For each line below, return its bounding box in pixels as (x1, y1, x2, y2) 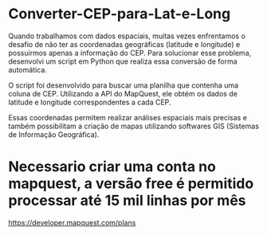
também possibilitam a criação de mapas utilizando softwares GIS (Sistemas (8, 121, 259, 131)
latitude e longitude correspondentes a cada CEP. (8, 97, 171, 107)
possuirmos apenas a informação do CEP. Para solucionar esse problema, (8, 48, 252, 57)
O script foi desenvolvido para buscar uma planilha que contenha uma (8, 80, 239, 90)
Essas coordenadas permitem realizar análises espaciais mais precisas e (8, 112, 247, 122)
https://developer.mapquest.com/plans (8, 217, 136, 227)
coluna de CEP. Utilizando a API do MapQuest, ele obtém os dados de (8, 88, 238, 98)
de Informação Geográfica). (8, 129, 100, 139)
